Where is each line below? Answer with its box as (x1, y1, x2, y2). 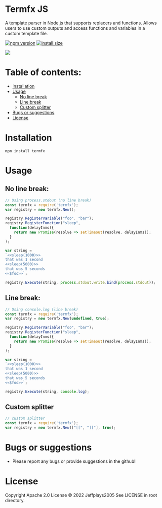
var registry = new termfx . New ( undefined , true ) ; (5, 316, 110, 321)
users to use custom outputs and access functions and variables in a (5, 25, 145, 31)
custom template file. (5, 30, 48, 36)
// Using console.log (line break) (5, 307, 79, 312)
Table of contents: (5, 67, 81, 78)
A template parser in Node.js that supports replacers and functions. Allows (5, 20, 157, 26)
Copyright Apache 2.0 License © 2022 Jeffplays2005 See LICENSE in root (5, 492, 157, 498)
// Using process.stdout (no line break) (5, 197, 92, 203)
